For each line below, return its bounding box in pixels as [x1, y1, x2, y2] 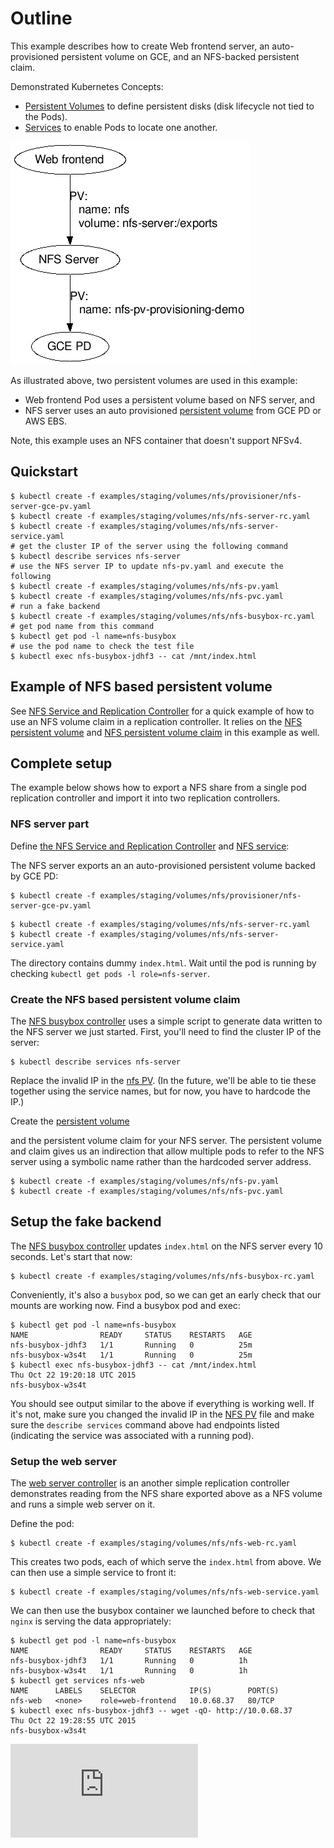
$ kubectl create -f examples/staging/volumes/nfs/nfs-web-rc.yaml [10, 1538, 298, 1549]
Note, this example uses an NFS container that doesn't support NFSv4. [10, 434, 303, 446]
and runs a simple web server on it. [10, 1498, 156, 1511]
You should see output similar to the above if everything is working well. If [10, 1397, 315, 1409]
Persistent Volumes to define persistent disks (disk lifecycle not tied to [24, 100, 315, 112]
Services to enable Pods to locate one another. [24, 121, 218, 133]
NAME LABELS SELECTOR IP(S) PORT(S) [10, 1686, 280, 1696]
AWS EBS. [24, 415, 67, 427]
